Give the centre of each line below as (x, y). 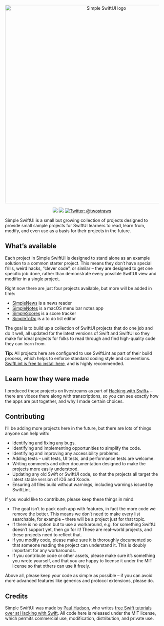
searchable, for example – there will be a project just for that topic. (79, 519)
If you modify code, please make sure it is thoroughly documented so (82, 540)
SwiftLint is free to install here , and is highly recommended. (65, 363)
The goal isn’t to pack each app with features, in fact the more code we (84, 509)
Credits (17, 596)
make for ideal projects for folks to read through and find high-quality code (80, 338)
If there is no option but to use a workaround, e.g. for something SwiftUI (84, 525)
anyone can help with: (27, 433)
